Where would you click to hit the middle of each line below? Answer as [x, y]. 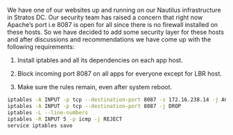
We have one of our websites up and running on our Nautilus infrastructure [114, 10]
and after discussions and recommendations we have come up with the [109, 39]
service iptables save [40, 125]
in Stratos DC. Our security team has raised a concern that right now [105, 17]
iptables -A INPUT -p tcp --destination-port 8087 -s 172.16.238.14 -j [113, 100]
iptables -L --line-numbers [48, 112]
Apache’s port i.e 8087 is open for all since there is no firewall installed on [113, 25]
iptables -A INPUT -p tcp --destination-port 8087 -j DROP [94, 106]
